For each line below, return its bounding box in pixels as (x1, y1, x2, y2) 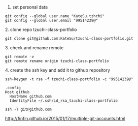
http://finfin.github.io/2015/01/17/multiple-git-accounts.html (5, 116, 126, 121)
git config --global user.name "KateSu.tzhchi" (5, 14, 105, 19)
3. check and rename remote (5, 45, 64, 51)
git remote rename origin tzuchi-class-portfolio (5, 59, 109, 63)
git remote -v (5, 54, 34, 59)
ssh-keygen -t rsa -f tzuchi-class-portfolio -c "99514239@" (5, 77, 134, 82)
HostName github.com (9, 94, 52, 99)
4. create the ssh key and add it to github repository (5, 67, 110, 73)
